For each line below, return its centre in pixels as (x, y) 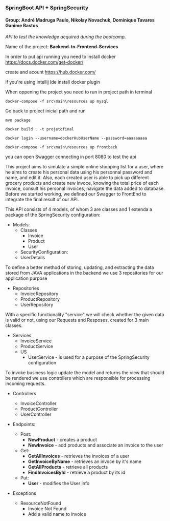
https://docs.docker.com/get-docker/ (44, 62)
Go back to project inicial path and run (45, 111)
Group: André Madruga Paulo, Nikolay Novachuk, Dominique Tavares (80, 20)
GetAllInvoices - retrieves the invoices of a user (79, 456)
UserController (36, 414)
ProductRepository (40, 299)
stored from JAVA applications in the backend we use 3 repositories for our (84, 273)
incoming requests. (26, 383)
